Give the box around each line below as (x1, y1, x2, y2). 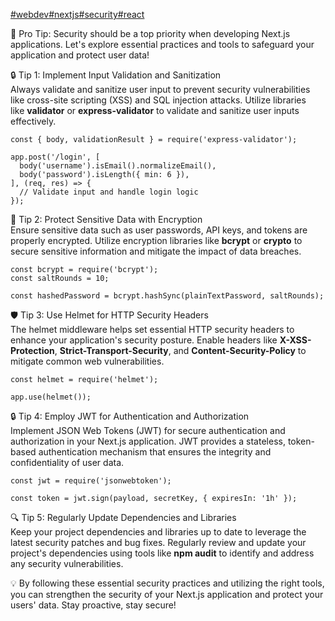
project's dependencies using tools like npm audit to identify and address (10, 547, 315, 559)
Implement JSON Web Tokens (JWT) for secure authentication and (10, 425, 286, 436)
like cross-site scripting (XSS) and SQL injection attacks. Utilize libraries (10, 94, 307, 106)
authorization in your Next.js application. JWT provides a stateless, (10, 435, 286, 447)
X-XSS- (279, 334, 312, 346)
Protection (10, 345, 55, 356)
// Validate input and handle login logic (19, 187, 199, 197)
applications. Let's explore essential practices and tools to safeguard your (10, 39, 315, 50)
